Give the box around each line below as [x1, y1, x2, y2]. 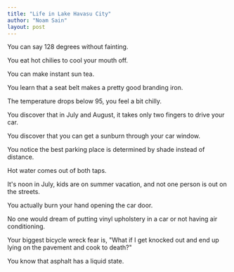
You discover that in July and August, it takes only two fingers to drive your [7, 110, 225, 119]
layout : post [7, 23, 46, 30]
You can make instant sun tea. [7, 70, 95, 78]
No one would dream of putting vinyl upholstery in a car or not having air [7, 215, 218, 224]
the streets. [7, 188, 41, 196]
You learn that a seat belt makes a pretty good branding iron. [7, 84, 183, 92]
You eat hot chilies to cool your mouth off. [7, 56, 129, 65]
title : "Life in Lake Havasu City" [7, 10, 112, 18]
